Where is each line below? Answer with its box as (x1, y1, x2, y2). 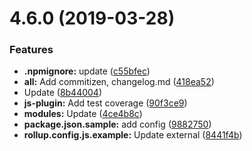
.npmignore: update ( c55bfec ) (23, 65, 151, 77)
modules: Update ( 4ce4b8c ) (23, 108, 143, 120)
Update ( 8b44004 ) (23, 87, 103, 99)
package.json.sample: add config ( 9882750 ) (23, 118, 212, 131)
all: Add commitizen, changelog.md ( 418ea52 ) (23, 76, 215, 88)
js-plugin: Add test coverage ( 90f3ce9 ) (23, 97, 188, 109)
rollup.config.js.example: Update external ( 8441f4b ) (23, 129, 243, 141)
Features (9, 43, 54, 57)
